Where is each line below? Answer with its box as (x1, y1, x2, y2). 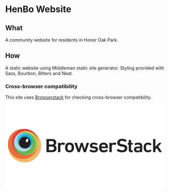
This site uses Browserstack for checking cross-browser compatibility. (5, 94, 152, 100)
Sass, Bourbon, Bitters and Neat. (5, 70, 73, 76)
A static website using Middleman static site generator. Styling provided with (5, 65, 164, 71)
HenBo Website (5, 4, 72, 15)
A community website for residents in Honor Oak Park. (5, 37, 119, 43)
